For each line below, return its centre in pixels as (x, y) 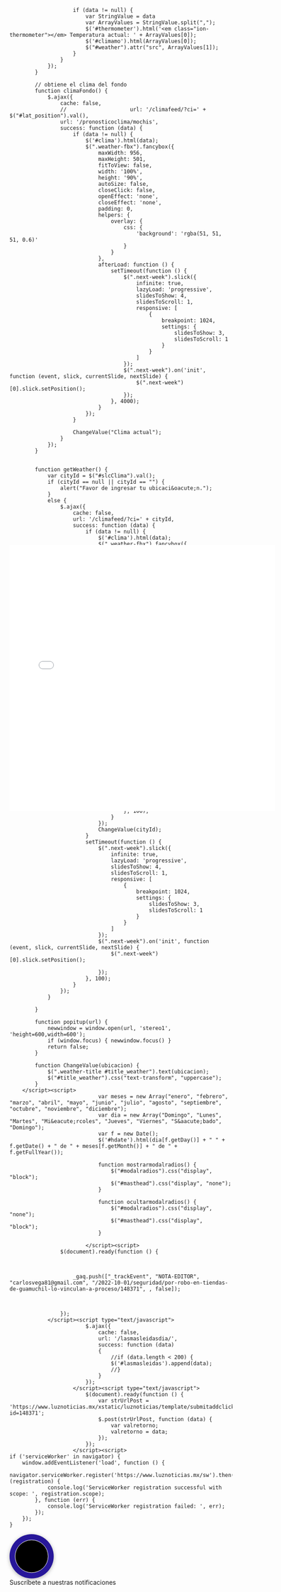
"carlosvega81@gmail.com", (49, 1283)
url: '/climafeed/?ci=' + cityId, (124, 519)
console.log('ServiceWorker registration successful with (134, 1488)
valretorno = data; (139, 1432)
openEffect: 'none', (128, 197)
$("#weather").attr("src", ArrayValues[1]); (152, 48)
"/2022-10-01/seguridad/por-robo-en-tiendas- (160, 1283)
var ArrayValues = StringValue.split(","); (150, 23)
